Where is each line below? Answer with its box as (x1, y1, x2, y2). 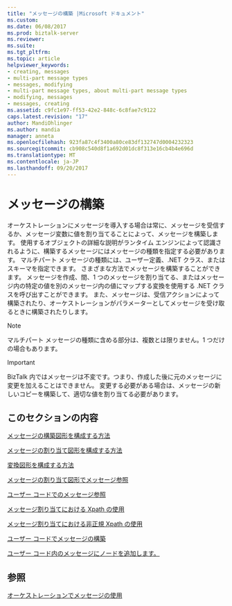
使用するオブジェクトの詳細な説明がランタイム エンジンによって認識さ (20, 238, 222, 247)
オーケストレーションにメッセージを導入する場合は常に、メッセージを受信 (7, 221, 220, 229)
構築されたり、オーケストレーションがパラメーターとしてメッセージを (7, 298, 207, 307)
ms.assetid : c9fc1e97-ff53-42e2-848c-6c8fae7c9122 (7, 107, 157, 114)
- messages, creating (7, 100, 70, 107)
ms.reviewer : (7, 36, 45, 43)
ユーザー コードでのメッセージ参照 (7, 490, 106, 499)
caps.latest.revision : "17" (7, 113, 89, 120)
